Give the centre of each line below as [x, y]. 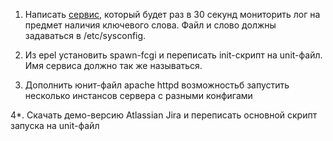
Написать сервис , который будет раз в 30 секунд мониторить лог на [172, 14]
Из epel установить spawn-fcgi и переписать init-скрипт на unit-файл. [173, 55]
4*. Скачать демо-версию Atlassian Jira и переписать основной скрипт [164, 115]
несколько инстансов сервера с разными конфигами [138, 95]
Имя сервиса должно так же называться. [113, 65]
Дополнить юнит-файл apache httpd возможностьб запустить [157, 85]
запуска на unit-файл [55, 125]
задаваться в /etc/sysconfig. [85, 35]
